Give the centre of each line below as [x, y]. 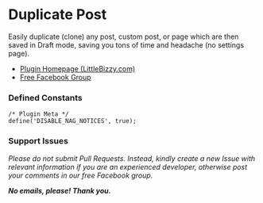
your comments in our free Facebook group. [81, 175]
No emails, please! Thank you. [60, 190]
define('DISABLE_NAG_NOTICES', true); [72, 121]
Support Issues [39, 141]
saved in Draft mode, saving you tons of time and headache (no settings [126, 44]
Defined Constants [46, 98]
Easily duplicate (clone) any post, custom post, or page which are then [124, 36]
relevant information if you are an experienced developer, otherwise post [128, 167]
